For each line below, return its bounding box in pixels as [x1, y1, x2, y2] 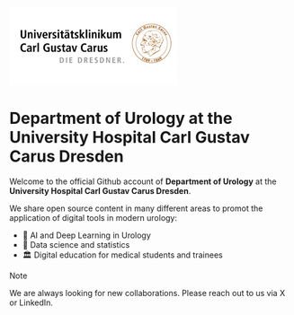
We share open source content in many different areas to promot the [9, 203, 263, 214]
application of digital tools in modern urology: [9, 212, 178, 223]
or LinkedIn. [9, 297, 54, 308]
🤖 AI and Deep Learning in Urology [22, 230, 151, 241]
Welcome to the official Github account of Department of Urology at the [9, 176, 277, 187]
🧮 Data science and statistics [22, 239, 130, 249]
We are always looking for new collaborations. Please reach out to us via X [9, 287, 286, 298]
